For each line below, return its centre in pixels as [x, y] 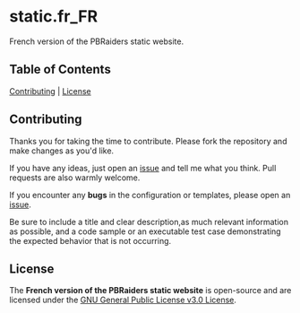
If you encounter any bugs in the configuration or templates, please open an [150, 195]
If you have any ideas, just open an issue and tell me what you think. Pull [143, 168]
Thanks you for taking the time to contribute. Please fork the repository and [148, 141]
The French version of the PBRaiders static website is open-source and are [150, 291]
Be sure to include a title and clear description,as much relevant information [149, 222]
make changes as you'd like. [62, 151]
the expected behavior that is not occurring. [90, 240]
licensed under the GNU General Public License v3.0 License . [123, 300]
